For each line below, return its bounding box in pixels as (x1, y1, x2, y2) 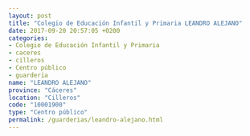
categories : (8, 34, 48, 42)
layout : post (8, 11, 52, 20)
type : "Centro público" (8, 109, 88, 117)
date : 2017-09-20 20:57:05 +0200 (8, 26, 121, 34)
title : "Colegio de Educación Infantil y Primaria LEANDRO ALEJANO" (8, 19, 243, 27)
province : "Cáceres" (8, 86, 78, 94)
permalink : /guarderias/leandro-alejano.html (8, 116, 163, 124)
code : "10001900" (8, 101, 67, 109)
